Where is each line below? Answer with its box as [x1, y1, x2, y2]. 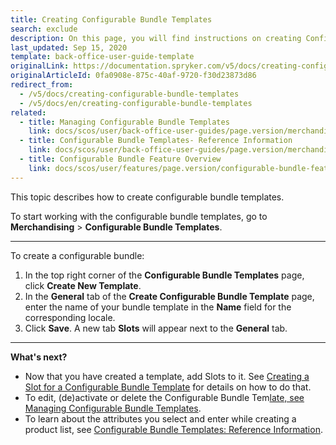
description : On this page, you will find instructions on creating [10, 33, 302, 43]
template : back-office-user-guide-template [10, 52, 195, 62]
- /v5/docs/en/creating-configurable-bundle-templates [19, 98, 253, 108]
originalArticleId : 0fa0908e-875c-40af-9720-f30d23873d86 [10, 71, 257, 81]
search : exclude [10, 24, 78, 34]
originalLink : [10, 61, 70, 71]
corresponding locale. [24, 311, 116, 323]
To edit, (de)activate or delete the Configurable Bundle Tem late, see [24, 391, 305, 403]
